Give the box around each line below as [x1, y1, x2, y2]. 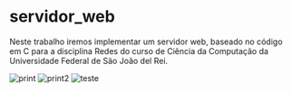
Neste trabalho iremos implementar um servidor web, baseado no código [9, 36, 283, 47]
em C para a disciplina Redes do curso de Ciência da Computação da [9, 45, 269, 56]
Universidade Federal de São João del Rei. [9, 55, 169, 66]
